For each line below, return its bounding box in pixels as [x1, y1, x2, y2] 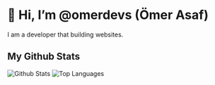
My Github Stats [7, 51, 80, 63]
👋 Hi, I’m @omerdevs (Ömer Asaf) [7, 7, 209, 23]
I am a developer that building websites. [7, 30, 124, 39]
